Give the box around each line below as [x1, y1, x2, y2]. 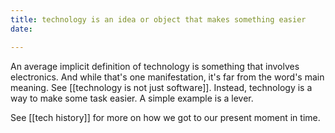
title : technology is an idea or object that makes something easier [10, 14, 307, 25]
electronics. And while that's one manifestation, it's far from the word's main [10, 71, 325, 83]
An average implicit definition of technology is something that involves [10, 60, 300, 72]
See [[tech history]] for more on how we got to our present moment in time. [10, 111, 321, 123]
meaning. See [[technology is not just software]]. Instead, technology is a [10, 81, 313, 93]
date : [10, 24, 33, 34]
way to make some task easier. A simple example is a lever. [10, 92, 254, 104]
